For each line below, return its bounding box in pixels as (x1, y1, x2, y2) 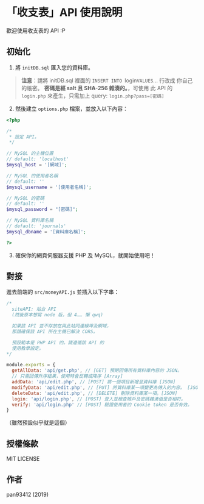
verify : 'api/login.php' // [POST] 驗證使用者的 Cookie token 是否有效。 (12, 402, 192, 408)
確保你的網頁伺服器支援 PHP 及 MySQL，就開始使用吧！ (15, 251, 156, 259)
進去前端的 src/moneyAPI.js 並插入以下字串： (6, 288, 120, 296)
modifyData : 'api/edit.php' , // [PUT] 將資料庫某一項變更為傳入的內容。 (12, 385, 185, 391)
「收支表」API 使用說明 (6, 5, 123, 20)
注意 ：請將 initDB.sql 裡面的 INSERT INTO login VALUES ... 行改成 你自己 (21, 77, 193, 84)
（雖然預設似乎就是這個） (6, 419, 70, 427)
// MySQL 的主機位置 (6, 151, 53, 157)
